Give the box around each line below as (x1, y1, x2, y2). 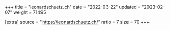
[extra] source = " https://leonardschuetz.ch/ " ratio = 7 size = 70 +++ (5, 19, 150, 25)
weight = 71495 (13, 9, 46, 15)
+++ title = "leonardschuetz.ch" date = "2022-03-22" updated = (5, 4, 141, 10)
